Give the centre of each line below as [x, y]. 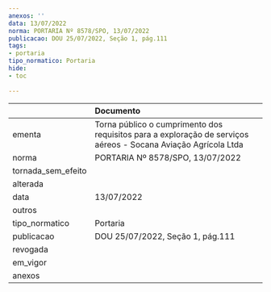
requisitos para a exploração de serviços [172, 134]
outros [25, 210]
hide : [17, 69]
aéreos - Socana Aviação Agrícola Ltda [169, 144]
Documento [118, 111]
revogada [30, 249]
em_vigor [29, 262]
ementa [27, 134]
